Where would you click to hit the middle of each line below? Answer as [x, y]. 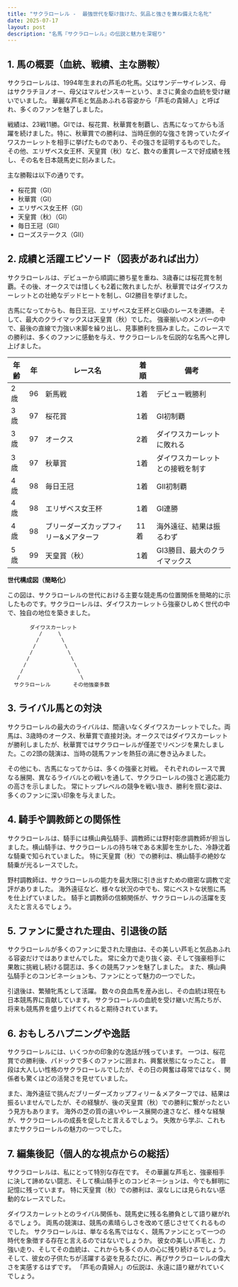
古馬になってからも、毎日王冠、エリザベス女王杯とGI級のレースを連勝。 [113, 310]
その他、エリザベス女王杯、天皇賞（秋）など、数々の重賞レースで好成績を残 [119, 151]
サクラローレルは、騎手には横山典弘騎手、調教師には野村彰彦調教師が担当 [116, 838]
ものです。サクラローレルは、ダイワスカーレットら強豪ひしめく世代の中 [125, 604]
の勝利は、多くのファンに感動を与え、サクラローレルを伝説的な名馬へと [113, 337]
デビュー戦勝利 [181, 393]
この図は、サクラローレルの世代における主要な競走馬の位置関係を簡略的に [116, 594]
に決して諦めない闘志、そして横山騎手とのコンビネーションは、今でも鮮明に [119, 1180]
